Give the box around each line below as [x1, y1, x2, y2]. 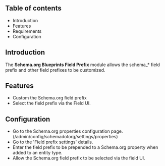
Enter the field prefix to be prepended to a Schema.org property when [12, 144, 158, 150]
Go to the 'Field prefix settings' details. [12, 139, 93, 145]
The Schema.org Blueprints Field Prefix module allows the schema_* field [5, 62, 160, 68]
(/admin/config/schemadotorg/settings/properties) [12, 134, 118, 140]
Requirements [12, 28, 42, 34]
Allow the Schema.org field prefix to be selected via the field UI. [12, 155, 145, 161]
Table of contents [5, 4, 62, 13]
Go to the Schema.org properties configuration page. [12, 128, 123, 134]
